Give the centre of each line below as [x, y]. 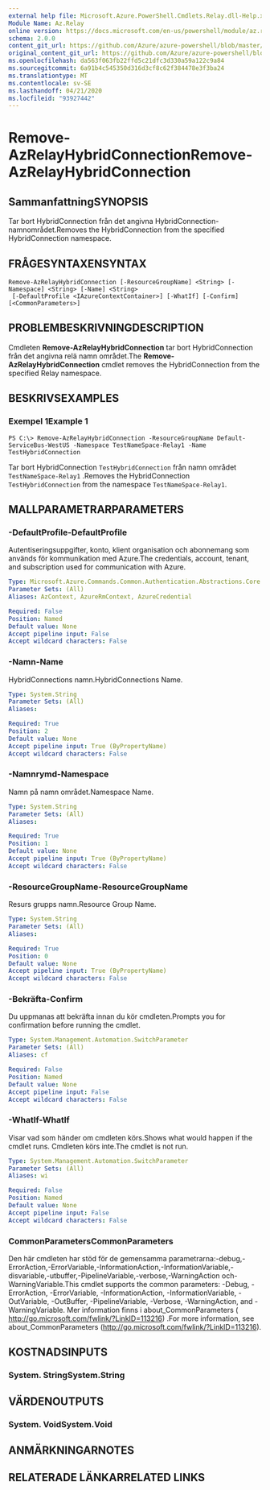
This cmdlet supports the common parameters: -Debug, [157, 1285]
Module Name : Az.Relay [46, 23]
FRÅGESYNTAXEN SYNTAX [78, 264]
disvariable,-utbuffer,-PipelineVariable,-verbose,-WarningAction [114, 1276]
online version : [35, 31]
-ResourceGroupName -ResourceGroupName [98, 887]
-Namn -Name [36, 662]
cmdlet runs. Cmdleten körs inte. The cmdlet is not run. [98, 1146]
